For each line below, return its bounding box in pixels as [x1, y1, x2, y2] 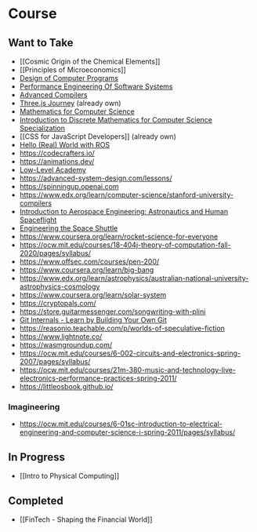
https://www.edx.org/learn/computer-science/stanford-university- [19, 190, 233, 199]
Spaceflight [19, 215, 57, 224]
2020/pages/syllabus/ [19, 249, 92, 257]
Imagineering [8, 401, 60, 412]
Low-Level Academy [19, 166, 86, 174]
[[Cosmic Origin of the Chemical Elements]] [19, 56, 161, 66]
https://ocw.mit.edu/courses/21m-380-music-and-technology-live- [19, 366, 237, 374]
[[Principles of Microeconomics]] [19, 65, 127, 75]
